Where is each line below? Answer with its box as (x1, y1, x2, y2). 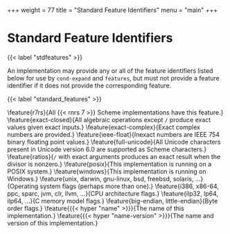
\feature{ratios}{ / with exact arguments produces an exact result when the (7, 152, 221, 160)
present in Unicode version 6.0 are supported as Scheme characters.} (7, 145, 207, 153)
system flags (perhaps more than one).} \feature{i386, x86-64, (39, 182, 220, 190)
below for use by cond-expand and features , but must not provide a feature (7, 74, 220, 82)
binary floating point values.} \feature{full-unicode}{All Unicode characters (7, 137, 221, 146)
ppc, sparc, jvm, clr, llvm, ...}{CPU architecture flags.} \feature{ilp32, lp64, (7, 189, 219, 197)
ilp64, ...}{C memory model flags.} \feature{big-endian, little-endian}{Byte (7, 197, 218, 205)
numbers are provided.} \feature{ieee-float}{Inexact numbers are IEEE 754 (7, 130, 220, 138)
